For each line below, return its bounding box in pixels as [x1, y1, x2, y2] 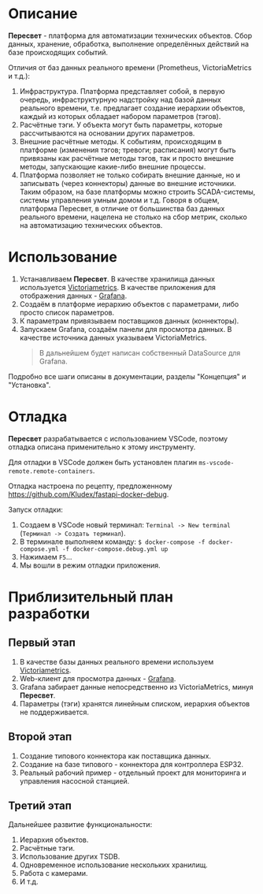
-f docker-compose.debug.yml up [61, 545, 169, 553]
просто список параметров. [19, 307, 115, 317]
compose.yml [19, 545, 59, 553]
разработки [8, 605, 91, 623]
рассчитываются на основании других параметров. [19, 128, 195, 138]
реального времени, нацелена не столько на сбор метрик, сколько [19, 212, 248, 222]
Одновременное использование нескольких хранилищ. [19, 860, 209, 870]
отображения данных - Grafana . [19, 291, 128, 300]
